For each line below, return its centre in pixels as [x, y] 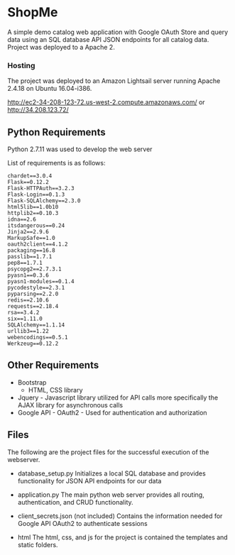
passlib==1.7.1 [30, 257]
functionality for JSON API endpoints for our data [89, 480]
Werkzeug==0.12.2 [33, 344]
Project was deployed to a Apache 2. [61, 47]
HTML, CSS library [55, 390]
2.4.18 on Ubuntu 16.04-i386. [50, 89]
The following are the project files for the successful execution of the [108, 452]
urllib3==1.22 [28, 331]
